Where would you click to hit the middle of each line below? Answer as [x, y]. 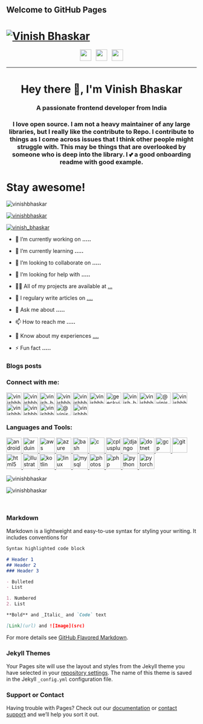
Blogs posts [24, 366]
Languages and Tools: [39, 427]
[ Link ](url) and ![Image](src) [46, 626]
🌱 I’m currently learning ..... [49, 251]
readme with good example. [101, 162]
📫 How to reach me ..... [45, 322]
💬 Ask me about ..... [40, 310]
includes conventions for [37, 538]
